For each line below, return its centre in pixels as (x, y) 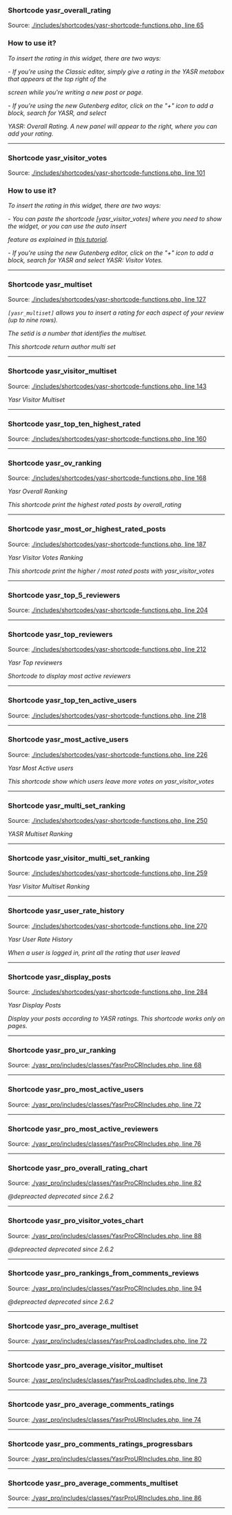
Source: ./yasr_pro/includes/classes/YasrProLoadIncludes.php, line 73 (107, 1380)
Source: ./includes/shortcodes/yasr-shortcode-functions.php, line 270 (108, 926)
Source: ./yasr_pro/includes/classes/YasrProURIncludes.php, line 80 (105, 1459)
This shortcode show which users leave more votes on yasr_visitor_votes (111, 781)
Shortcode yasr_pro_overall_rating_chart (78, 1168)
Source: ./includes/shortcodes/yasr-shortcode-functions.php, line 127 (107, 300)
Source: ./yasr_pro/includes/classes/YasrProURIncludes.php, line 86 (105, 1498)
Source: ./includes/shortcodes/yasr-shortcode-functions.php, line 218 (107, 715)
